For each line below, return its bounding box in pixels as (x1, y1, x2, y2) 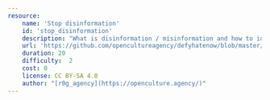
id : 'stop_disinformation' (22, 27, 113, 35)
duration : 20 (22, 49, 66, 57)
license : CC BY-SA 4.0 (22, 72, 98, 80)
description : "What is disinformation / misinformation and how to (22, 34, 253, 43)
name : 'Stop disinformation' (22, 19, 120, 27)
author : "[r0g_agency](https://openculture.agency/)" (22, 79, 206, 87)
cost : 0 (22, 65, 48, 73)
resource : (7, 11, 41, 20)
